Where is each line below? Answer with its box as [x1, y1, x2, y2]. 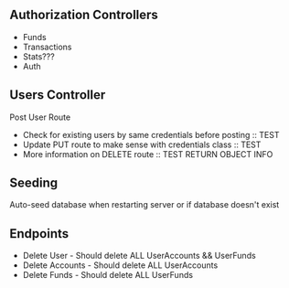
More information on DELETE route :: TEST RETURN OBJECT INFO [22, 148, 273, 159]
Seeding [9, 176, 59, 191]
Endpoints [9, 226, 70, 241]
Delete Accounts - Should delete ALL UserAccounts [22, 260, 219, 271]
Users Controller [9, 87, 106, 103]
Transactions [22, 41, 72, 52]
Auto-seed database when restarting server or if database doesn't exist [9, 199, 280, 210]
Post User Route [9, 112, 71, 123]
